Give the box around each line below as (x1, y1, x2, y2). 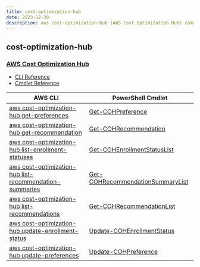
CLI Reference (14, 73, 51, 80)
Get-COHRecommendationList (89, 202, 176, 210)
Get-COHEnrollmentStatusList (89, 145, 174, 154)
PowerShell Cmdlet (112, 94, 168, 102)
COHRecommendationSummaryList (89, 178, 189, 186)
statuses (9, 153, 33, 162)
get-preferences (21, 111, 68, 120)
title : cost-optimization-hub (6, 8, 82, 15)
